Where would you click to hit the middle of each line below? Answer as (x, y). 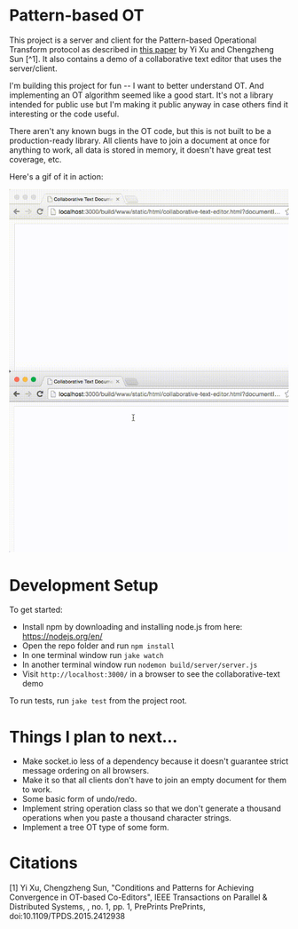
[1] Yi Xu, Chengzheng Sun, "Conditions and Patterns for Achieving (132, 888)
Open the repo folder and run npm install (98, 646)
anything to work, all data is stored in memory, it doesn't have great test (140, 150)
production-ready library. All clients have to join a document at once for (140, 140)
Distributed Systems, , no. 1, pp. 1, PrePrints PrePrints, (107, 907)
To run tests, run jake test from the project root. (98, 701)
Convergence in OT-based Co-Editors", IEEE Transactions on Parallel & (138, 897)
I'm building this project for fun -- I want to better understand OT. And (137, 85)
